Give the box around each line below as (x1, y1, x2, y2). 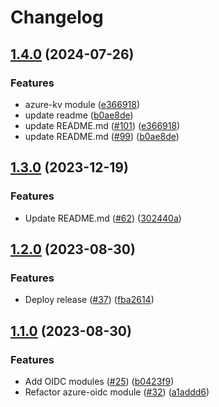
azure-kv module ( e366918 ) (24, 98, 141, 110)
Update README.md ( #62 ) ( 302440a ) (24, 212, 182, 224)
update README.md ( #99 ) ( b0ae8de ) (24, 130, 180, 142)
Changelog (10, 6, 104, 29)
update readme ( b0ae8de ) (24, 109, 134, 121)
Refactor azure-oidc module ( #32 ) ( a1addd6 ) (24, 386, 210, 398)
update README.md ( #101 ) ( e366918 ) (24, 119, 181, 131)
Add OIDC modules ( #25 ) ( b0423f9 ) (24, 375, 175, 387)
